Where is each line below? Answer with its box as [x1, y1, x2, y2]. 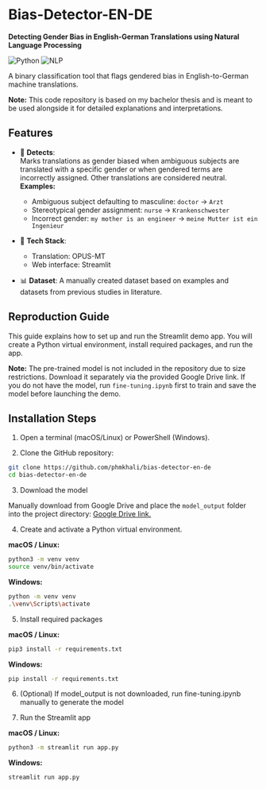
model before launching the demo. [8, 389, 121, 398]
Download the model [19, 485, 88, 495]
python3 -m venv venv [8, 555, 80, 563]
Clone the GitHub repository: [19, 448, 114, 458]
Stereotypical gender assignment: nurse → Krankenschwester [31, 205, 230, 215]
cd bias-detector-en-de [8, 471, 87, 479]
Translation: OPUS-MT [31, 251, 106, 261]
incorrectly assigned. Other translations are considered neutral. [19, 172, 228, 182]
